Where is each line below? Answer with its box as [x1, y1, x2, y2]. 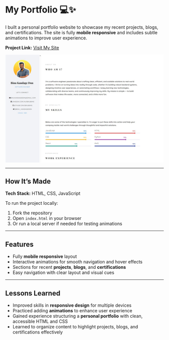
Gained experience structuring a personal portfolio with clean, [12, 313, 143, 319]
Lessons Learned [5, 289, 60, 298]
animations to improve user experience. [5, 35, 88, 41]
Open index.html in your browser [12, 215, 82, 221]
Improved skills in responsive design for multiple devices [12, 302, 132, 308]
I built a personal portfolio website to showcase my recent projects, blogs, [5, 24, 158, 30]
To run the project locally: [5, 200, 58, 206]
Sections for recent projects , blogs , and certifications [12, 264, 126, 270]
